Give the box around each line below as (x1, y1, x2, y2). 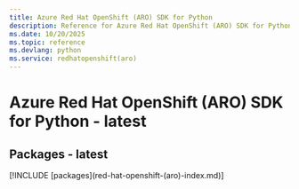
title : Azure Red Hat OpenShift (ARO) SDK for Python (9, 12, 214, 22)
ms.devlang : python (9, 46, 82, 55)
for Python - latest (9, 112, 147, 131)
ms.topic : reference (9, 37, 86, 47)
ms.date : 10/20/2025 (9, 29, 86, 38)
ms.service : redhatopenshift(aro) (9, 54, 138, 63)
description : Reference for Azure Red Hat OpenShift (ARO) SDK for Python (9, 21, 293, 30)
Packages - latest (9, 146, 109, 161)
